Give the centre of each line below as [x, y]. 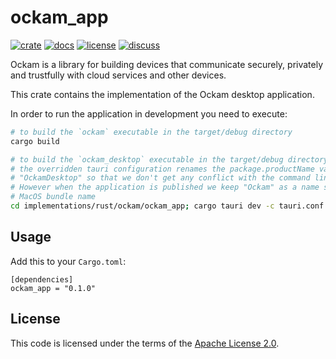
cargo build [35, 141]
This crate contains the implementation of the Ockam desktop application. [162, 94]
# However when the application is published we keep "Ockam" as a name [165, 187]
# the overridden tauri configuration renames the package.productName [162, 169]
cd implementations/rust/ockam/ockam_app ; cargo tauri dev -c [142, 206]
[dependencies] [42, 279]
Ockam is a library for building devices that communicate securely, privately [167, 64]
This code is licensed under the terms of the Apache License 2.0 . [145, 343]
